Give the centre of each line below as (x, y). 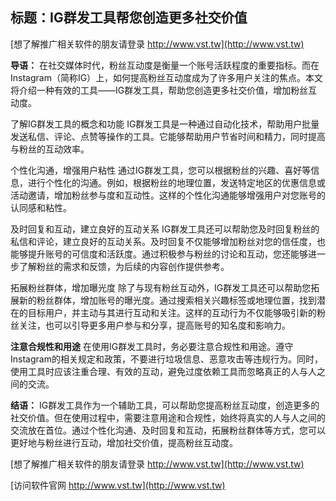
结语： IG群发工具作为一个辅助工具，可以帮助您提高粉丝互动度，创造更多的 (165, 405)
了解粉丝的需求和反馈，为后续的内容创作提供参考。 (124, 266)
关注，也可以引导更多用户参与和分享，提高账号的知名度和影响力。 (154, 325)
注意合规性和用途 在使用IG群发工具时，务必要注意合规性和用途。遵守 (152, 346)
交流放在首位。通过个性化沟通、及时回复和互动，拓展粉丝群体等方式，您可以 (168, 430)
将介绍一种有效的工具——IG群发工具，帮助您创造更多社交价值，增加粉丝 (159, 90)
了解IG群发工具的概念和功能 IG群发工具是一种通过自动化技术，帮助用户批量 (165, 124)
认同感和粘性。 (41, 207)
